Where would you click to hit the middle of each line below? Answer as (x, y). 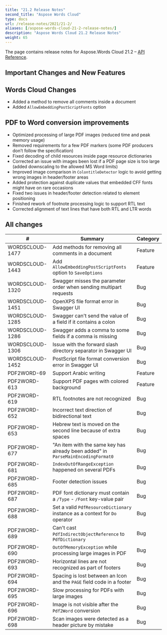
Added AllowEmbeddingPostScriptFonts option (59, 107)
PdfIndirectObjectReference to (89, 534)
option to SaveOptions (78, 272)
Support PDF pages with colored (90, 381)
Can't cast (64, 528)
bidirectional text (72, 416)
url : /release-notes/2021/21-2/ (39, 24)
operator (63, 519)
